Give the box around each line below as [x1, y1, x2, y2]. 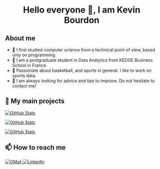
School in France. [12, 63, 48, 68]
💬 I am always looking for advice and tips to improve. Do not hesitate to [12, 78, 155, 84]
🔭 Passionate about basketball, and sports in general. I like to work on [12, 68, 152, 73]
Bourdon [64, 15, 100, 26]
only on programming [12, 52, 55, 58]
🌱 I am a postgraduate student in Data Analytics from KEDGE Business [12, 57, 153, 63]
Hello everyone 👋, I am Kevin [23, 4, 141, 16]
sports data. [12, 73, 36, 78]
